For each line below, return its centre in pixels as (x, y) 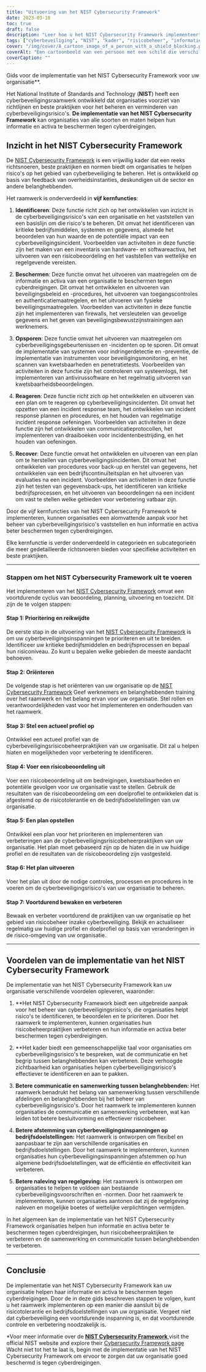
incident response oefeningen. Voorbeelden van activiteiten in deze (101, 422)
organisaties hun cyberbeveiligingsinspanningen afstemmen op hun (101, 1156)
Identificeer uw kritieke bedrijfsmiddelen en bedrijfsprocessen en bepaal (98, 645)
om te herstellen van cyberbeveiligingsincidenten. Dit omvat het (96, 460)
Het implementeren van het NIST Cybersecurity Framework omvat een (95, 591)
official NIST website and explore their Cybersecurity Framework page (95, 1343)
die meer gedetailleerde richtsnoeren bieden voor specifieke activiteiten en (101, 549)
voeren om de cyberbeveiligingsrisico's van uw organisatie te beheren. (96, 888)
